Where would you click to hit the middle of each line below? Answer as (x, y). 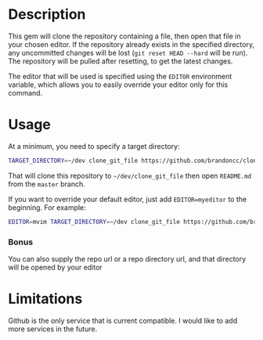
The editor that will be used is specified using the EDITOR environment (120, 76)
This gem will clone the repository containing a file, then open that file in (124, 36)
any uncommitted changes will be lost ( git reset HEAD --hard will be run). (128, 52)
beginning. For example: (47, 207)
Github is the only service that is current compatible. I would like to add (122, 320)
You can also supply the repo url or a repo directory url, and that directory (127, 259)
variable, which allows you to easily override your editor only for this (118, 85)
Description (47, 14)
